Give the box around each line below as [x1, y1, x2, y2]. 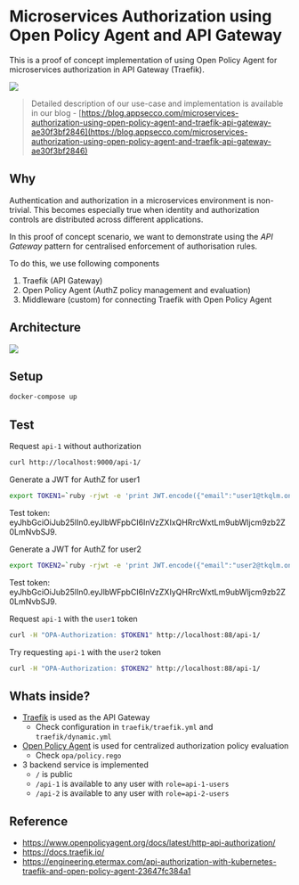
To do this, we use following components [9, 258, 160, 268]
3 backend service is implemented [21, 759, 149, 770]
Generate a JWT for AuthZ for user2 [9, 544, 142, 554]
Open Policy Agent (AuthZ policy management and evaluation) [21, 284, 251, 295]
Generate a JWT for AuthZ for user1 [9, 474, 141, 485]
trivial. [9, 204, 32, 215]
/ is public [35, 769, 73, 780]
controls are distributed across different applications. [9, 214, 204, 225]
